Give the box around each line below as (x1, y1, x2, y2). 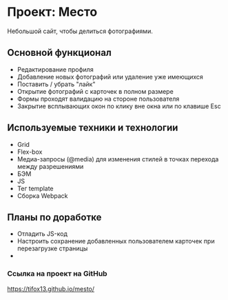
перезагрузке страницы (17, 244, 88, 252)
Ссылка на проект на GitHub (7, 269, 108, 279)
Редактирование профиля (17, 65, 94, 73)
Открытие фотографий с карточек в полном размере (17, 87, 174, 95)
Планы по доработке (7, 211, 102, 223)
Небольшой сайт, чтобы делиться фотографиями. (7, 27, 153, 35)
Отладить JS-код (17, 230, 68, 238)
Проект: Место (7, 4, 98, 20)
